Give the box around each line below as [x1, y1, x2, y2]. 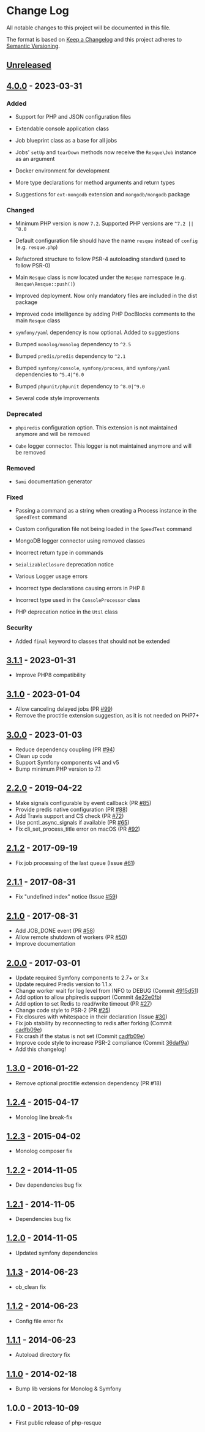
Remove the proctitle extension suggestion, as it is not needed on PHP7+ [15, 712, 199, 719]
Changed [6, 206, 35, 214]
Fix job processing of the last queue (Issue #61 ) [15, 859, 135, 866]
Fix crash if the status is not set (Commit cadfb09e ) [15, 1033, 146, 1040]
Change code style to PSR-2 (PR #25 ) [15, 1007, 111, 1014]
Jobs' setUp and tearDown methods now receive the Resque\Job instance [15, 149, 197, 156]
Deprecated [6, 410, 43, 418]
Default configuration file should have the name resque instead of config [15, 237, 198, 245]
